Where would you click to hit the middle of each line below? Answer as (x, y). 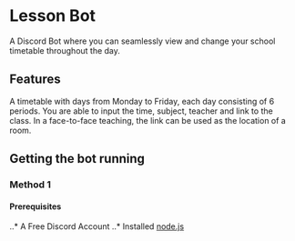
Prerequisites (36, 206)
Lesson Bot (53, 16)
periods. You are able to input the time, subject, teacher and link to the (141, 111)
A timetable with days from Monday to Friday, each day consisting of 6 (142, 101)
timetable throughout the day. (65, 50)
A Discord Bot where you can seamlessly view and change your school (142, 41)
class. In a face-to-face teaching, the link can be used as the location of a (148, 120)
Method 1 (31, 185)
